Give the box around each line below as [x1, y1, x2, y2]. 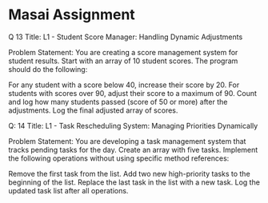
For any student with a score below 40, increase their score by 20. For [8, 80, 240, 90]
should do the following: [8, 64, 88, 74]
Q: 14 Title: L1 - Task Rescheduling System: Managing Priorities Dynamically [8, 121, 258, 130]
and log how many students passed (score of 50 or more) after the [8, 97, 228, 106]
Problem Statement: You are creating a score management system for [8, 47, 238, 57]
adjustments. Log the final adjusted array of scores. [8, 105, 178, 115]
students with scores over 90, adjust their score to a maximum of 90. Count [8, 88, 258, 98]
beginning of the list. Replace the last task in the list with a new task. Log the [8, 177, 260, 187]
